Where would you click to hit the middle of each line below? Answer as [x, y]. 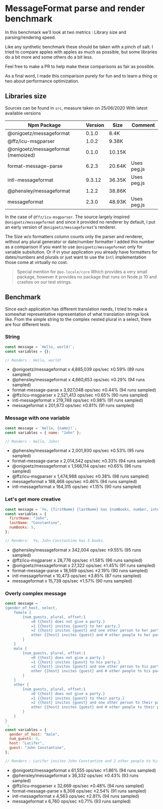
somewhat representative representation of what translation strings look [77, 314]
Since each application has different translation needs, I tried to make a [76, 309]
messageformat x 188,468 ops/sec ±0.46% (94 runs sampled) [74, 482]
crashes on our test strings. [44, 282]
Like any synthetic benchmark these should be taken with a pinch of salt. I [79, 47]
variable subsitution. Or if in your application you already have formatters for [81, 252]
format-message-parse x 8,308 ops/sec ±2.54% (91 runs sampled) [79, 791]
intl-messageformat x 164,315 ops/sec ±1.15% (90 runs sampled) [77, 487]
